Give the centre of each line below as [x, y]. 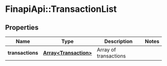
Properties [22, 28]
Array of [106, 50]
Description [118, 41]
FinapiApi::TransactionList [61, 9]
